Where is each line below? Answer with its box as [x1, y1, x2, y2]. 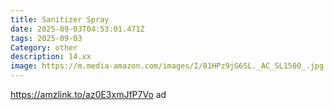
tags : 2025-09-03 [10, 33, 83, 43]
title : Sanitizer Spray [10, 14, 110, 25]
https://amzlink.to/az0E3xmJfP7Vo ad [10, 89, 167, 100]
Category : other [10, 42, 78, 53]
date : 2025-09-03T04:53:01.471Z [10, 24, 145, 34]
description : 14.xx [10, 52, 92, 62]
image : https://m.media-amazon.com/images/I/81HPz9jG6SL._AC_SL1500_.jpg [10, 61, 325, 71]
